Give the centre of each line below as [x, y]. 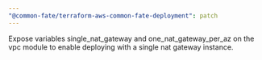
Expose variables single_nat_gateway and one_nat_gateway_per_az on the [131, 38]
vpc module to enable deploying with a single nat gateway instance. [121, 47]
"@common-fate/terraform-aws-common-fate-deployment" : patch [113, 16]
